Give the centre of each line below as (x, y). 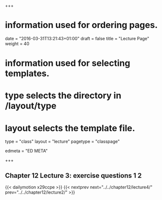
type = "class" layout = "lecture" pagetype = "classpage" (63, 141)
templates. (27, 74)
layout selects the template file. (70, 128)
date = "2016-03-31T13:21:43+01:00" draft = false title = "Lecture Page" (77, 38)
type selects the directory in (63, 96)
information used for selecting (68, 63)
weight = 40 (17, 44)
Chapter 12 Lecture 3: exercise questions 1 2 (73, 176)
